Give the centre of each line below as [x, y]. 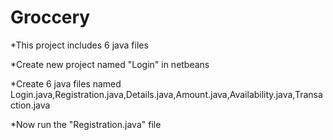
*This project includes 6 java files [79, 45]
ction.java [30, 105]
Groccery [50, 17]
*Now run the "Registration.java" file [86, 124]
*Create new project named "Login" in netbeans [110, 64]
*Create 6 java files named [66, 83]
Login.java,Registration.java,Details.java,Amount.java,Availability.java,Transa [166, 94]
